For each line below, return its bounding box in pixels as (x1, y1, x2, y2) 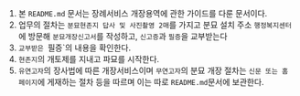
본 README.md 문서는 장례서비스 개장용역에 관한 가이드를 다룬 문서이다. (17, 8, 268, 18)
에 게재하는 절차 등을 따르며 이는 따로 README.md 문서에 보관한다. (37, 77, 264, 87)
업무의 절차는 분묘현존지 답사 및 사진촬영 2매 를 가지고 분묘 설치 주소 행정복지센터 (17, 19, 293, 30)
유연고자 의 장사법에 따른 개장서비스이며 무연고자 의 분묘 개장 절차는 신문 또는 (17, 65, 279, 76)
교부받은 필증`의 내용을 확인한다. (17, 42, 131, 53)
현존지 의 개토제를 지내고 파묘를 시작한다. (17, 54, 160, 64)
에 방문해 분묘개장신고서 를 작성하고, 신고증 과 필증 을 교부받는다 (17, 31, 228, 41)
